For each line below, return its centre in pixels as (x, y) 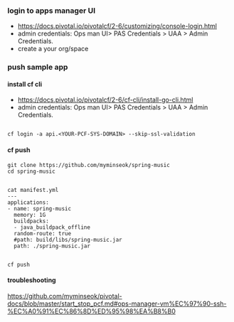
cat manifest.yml (33, 190)
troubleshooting (32, 280)
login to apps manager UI (52, 11)
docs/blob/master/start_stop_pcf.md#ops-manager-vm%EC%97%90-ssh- (117, 304)
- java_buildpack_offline (52, 227)
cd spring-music (31, 171)
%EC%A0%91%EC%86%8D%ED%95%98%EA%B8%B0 (91, 311)
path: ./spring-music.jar (52, 246)
